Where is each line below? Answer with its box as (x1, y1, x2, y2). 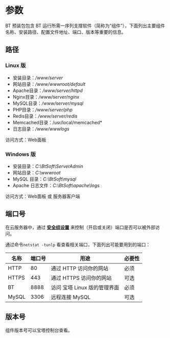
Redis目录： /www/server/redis (12, 113, 78, 119)
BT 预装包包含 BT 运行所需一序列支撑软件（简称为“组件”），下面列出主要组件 (5, 22, 165, 29)
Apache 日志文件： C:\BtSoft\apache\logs (12, 182, 100, 188)
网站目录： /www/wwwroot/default (12, 81, 86, 87)
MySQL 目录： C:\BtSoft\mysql (12, 176, 77, 182)
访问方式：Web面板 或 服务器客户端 (5, 193, 80, 199)
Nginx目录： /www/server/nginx (12, 94, 80, 100)
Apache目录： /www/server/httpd (12, 87, 83, 94)
